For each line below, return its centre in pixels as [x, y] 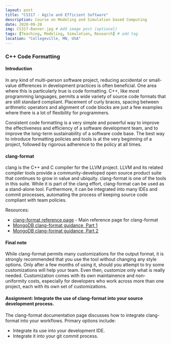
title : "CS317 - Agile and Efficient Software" [57, 15]
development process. [30, 304]
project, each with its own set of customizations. [56, 287]
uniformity [16, 281]
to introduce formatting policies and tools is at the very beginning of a [79, 139]
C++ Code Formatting [33, 56]
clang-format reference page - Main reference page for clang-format [85, 220]
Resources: [17, 210]
